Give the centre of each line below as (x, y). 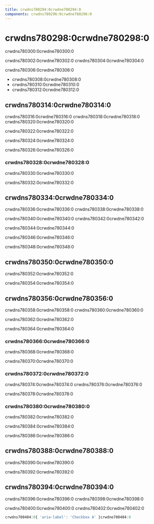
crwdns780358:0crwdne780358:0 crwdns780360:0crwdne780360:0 (74, 310)
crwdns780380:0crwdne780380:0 (47, 406)
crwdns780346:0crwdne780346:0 (39, 237)
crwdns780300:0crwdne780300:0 (39, 51)
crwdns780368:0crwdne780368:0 (39, 352)
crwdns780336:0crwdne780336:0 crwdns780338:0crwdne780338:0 (74, 209)
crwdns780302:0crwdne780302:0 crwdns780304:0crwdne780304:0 (75, 61)
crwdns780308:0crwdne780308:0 (46, 79)
